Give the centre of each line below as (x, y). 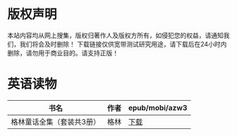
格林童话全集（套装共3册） (56, 122)
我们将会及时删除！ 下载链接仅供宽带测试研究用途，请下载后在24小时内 (123, 44)
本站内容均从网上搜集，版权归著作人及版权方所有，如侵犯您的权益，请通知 (115, 35)
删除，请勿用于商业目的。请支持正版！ (63, 53)
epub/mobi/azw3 (158, 108)
